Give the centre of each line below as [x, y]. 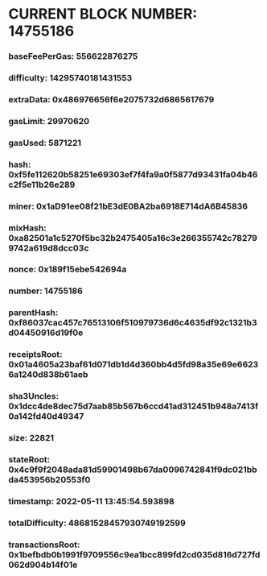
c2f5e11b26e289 [42, 184]
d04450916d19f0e [46, 333]
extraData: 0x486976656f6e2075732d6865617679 [111, 99]
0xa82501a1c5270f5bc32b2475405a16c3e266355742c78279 [133, 238]
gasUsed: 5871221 [45, 143]
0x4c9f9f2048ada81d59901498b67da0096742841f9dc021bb [133, 470]
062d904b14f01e [43, 565]
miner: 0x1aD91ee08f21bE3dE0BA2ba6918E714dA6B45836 [128, 206]
